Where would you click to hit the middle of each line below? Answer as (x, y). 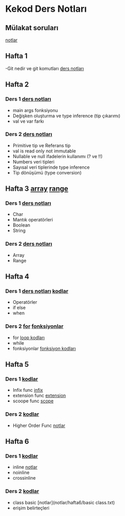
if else (19, 308)
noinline (21, 473)
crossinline (24, 478)
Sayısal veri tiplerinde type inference (51, 167)
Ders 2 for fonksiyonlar (34, 326)
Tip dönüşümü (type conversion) (47, 172)
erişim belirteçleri (31, 508)
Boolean (21, 225)
